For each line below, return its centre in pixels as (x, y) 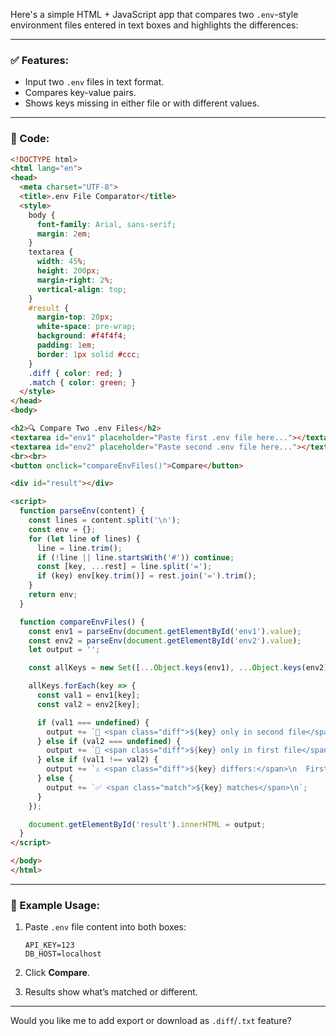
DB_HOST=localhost (63, 954)
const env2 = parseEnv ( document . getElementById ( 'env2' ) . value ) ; (165, 640)
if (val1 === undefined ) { (93, 722)
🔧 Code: (30, 139)
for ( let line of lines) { (84, 539)
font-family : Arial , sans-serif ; (106, 224)
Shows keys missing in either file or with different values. (142, 103)
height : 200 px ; (68, 271)
